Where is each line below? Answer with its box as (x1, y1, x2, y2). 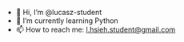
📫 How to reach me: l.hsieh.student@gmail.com (15, 25, 176, 34)
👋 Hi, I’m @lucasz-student (15, 8, 102, 17)
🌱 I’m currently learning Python (15, 16, 118, 25)
